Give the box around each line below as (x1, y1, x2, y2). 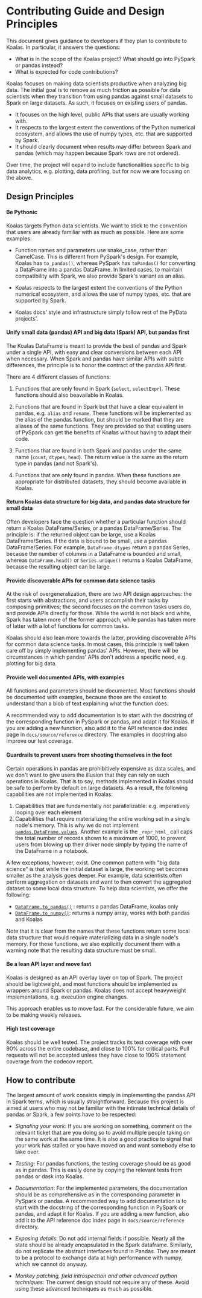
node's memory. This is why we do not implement (14, 821, 139, 829)
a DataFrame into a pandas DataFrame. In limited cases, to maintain (14, 266, 183, 273)
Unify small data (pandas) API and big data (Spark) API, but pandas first (6, 328, 190, 336)
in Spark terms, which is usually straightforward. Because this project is (6, 1098, 185, 1105)
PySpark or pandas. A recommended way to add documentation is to (14, 1197, 187, 1204)
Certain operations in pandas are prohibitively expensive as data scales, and (6, 765, 196, 772)
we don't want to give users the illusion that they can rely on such (6, 771, 170, 778)
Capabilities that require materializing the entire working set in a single (14, 815, 190, 822)
